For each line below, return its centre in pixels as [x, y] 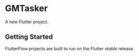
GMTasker [26, 8]
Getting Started [29, 37]
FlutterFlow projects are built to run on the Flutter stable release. [70, 48]
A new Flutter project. [27, 22]
